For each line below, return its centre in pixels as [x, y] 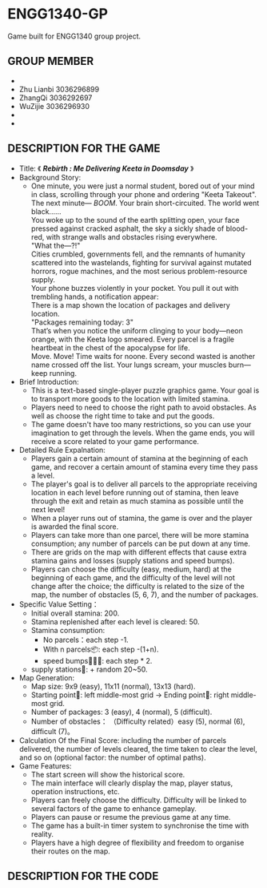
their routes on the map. [71, 851]
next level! [48, 509]
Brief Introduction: [49, 381]
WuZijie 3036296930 [54, 106]
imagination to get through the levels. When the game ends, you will [143, 433]
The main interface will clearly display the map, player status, [132, 783]
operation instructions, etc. [76, 791]
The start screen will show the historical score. [108, 774]
